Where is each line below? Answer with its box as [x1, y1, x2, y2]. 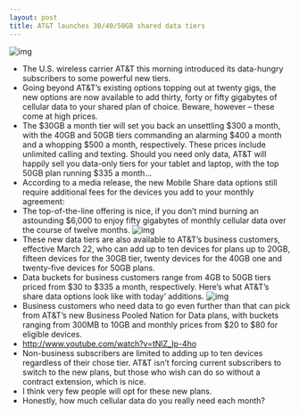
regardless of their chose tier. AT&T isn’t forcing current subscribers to [21, 357, 282, 368]
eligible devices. [21, 328, 83, 339]
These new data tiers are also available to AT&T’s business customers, [21, 234, 281, 245]
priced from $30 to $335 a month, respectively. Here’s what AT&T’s [21, 281, 270, 292]
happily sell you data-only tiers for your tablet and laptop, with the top [21, 158, 279, 169]
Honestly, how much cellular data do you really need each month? [21, 394, 266, 406]
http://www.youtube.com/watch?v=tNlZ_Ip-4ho [21, 338, 197, 349]
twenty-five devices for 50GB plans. [21, 262, 155, 273]
